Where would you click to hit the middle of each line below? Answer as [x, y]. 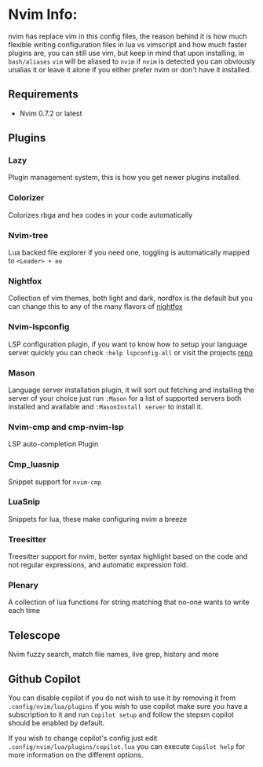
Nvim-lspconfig [39, 327]
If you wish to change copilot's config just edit [83, 738]
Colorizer [26, 198]
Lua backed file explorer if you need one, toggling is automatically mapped [129, 252]
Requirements [43, 95]
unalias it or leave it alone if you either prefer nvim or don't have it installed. [130, 69]
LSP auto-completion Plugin [53, 444]
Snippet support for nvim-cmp [55, 482]
